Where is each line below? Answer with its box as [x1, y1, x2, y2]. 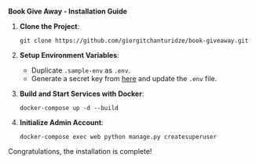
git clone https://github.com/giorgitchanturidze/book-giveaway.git [19, 37, 249, 45]
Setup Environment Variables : [19, 51, 119, 59]
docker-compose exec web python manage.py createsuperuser [19, 133, 218, 141]
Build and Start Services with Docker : [19, 89, 144, 98]
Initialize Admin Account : [19, 118, 104, 127]
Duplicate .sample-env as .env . [31, 66, 131, 75]
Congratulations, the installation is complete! [8, 147, 152, 155]
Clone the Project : [19, 22, 80, 30]
